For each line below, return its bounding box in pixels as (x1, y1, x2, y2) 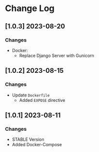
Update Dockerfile (12, 92, 50, 98)
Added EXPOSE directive (19, 97, 65, 103)
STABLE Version (12, 137, 44, 142)
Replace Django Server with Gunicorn (19, 53, 94, 58)
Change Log (5, 3, 55, 14)
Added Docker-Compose (12, 142, 62, 148)
